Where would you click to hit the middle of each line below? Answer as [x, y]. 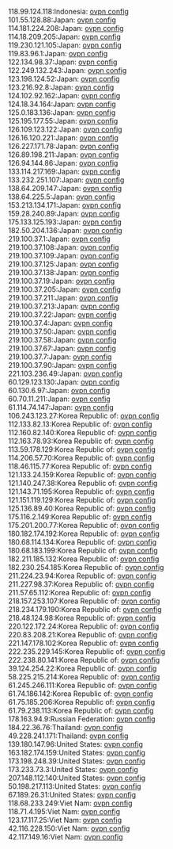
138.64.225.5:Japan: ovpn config [62, 197]
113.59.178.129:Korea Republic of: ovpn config [82, 449]
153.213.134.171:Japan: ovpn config [65, 205]
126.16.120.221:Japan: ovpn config [63, 138]
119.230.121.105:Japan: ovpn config [65, 45]
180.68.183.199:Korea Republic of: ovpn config [83, 551]
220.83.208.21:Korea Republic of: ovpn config [83, 635]
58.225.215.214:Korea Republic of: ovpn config [84, 677]
